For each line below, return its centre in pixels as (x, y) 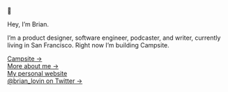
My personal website (37, 74)
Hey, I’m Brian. (28, 24)
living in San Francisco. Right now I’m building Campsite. (88, 45)
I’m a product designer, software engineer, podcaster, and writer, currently (114, 38)
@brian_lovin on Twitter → (45, 81)
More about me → (33, 66)
